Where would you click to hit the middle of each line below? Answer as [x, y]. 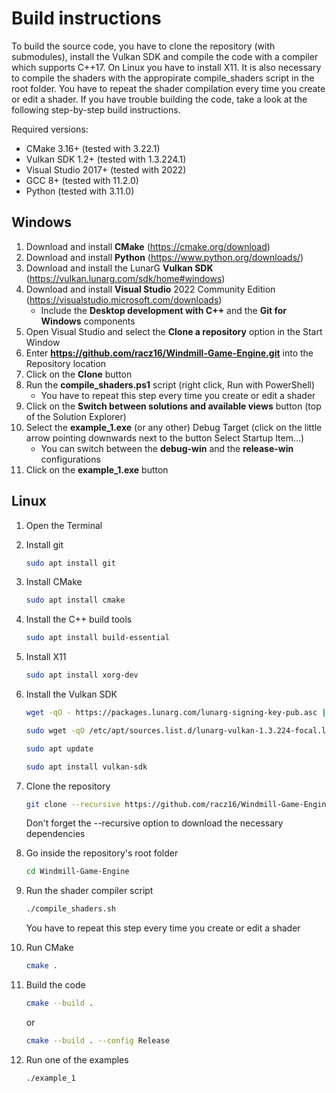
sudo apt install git [70, 563]
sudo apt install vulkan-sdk [86, 767]
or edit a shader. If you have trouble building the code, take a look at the [159, 99]
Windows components [88, 321]
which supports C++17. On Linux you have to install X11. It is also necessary [166, 67]
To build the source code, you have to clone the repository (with [143, 46]
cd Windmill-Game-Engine [77, 872]
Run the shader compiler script [89, 891]
